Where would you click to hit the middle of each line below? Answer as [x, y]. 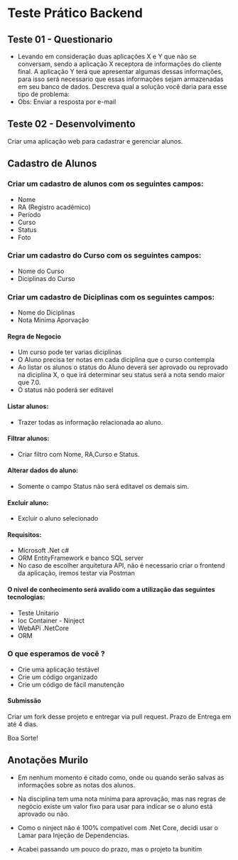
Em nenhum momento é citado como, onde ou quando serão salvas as [121, 777]
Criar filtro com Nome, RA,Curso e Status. [79, 454]
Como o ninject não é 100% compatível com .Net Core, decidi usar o [118, 827]
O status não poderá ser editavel [65, 390]
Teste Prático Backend [75, 13]
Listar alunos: [28, 406]
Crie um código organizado [58, 676]
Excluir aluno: [28, 502]
